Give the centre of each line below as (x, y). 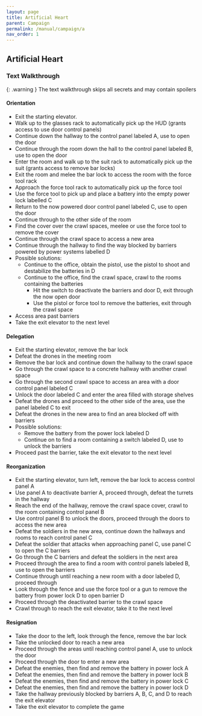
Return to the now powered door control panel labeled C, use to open (101, 207)
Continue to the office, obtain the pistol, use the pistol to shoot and (107, 264)
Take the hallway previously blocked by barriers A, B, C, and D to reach (103, 694)
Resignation (22, 622)
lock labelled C (33, 200)
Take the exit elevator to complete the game (70, 706)
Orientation (21, 103)
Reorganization (26, 466)
